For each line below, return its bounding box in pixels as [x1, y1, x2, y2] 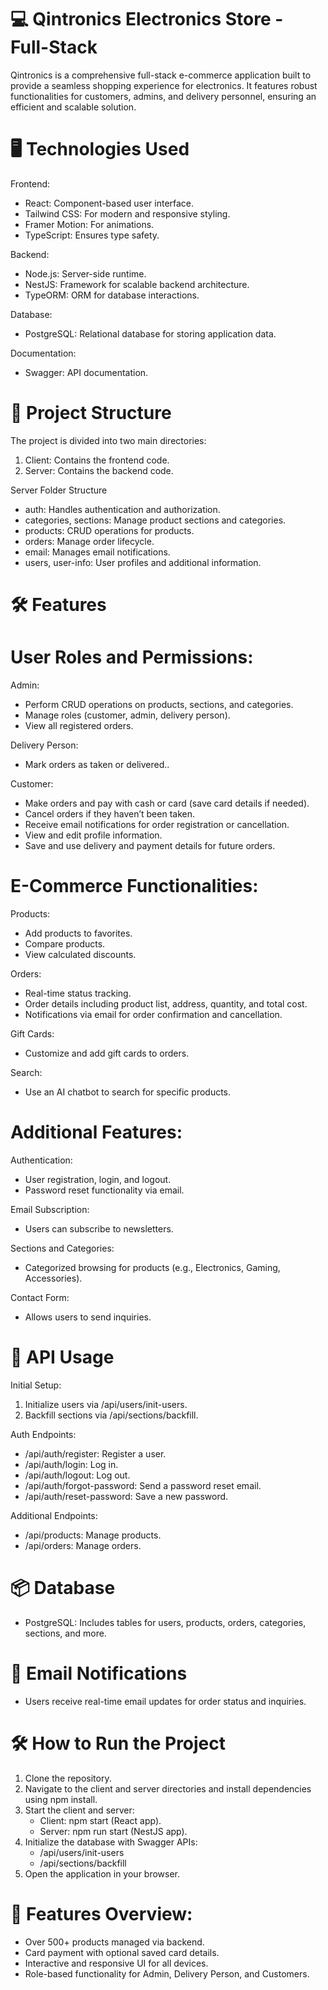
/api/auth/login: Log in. [24, 1458, 119, 1470]
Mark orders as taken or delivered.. [24, 758, 170, 770]
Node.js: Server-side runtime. [24, 267, 147, 280]
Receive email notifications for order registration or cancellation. [24, 818, 290, 830]
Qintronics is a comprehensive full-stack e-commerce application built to [10, 69, 312, 81]
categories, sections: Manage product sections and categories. [24, 514, 287, 526]
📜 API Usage [10, 1346, 115, 1368]
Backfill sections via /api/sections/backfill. [24, 1409, 199, 1421]
